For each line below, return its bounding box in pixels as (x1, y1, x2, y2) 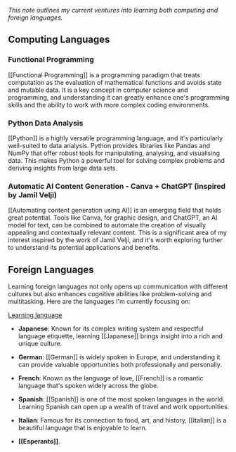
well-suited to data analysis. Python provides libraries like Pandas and (8, 141, 210, 149)
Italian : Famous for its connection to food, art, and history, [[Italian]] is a (18, 416, 227, 425)
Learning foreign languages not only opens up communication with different (8, 282, 228, 291)
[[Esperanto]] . (18, 437, 60, 446)
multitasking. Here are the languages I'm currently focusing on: (8, 298, 190, 306)
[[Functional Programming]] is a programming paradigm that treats (8, 70, 201, 79)
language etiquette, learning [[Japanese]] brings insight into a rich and (18, 332, 223, 340)
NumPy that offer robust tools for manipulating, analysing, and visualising (8, 149, 221, 157)
